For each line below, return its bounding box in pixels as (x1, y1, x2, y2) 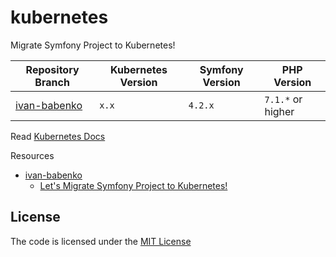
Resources (10, 149, 55, 161)
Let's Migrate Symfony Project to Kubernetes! (39, 179, 228, 191)
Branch (34, 75, 70, 89)
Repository (25, 62, 80, 76)
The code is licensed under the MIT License (10, 235, 192, 247)
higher (264, 104, 295, 118)
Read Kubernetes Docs (10, 130, 106, 142)
